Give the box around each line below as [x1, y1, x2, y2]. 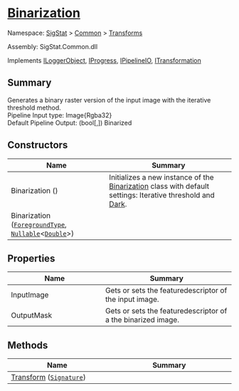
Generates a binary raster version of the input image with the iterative [7, 95, 211, 104]
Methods [7, 339, 48, 351]
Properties [7, 252, 55, 264]
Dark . [109, 199, 127, 209]
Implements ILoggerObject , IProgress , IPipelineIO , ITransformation [7, 56, 201, 65]
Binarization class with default [109, 181, 210, 191]
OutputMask [11, 311, 53, 320]
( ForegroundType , [11, 219, 68, 229]
